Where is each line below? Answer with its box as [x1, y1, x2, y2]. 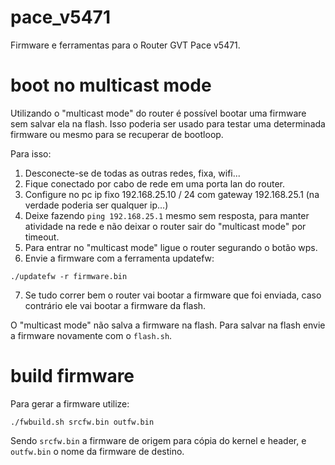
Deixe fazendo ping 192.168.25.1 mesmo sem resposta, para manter [24, 209, 310, 221]
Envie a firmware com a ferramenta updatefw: [24, 252, 215, 264]
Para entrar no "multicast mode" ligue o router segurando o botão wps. [24, 241, 318, 253]
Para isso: [10, 147, 52, 160]
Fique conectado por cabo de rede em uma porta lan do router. [24, 177, 285, 190]
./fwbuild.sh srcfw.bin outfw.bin [10, 417, 155, 427]
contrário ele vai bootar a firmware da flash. [24, 299, 207, 311]
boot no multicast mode [10, 74, 212, 97]
